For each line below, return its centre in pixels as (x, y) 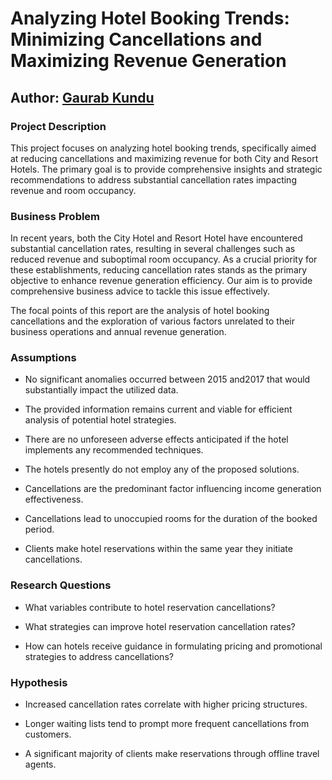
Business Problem (55, 216)
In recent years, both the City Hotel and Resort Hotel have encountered (156, 238)
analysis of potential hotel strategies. (100, 420)
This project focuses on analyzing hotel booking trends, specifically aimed (163, 148)
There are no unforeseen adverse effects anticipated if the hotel (156, 439)
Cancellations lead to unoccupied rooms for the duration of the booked (171, 519)
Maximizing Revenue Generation (148, 61)
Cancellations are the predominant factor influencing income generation (173, 489)
